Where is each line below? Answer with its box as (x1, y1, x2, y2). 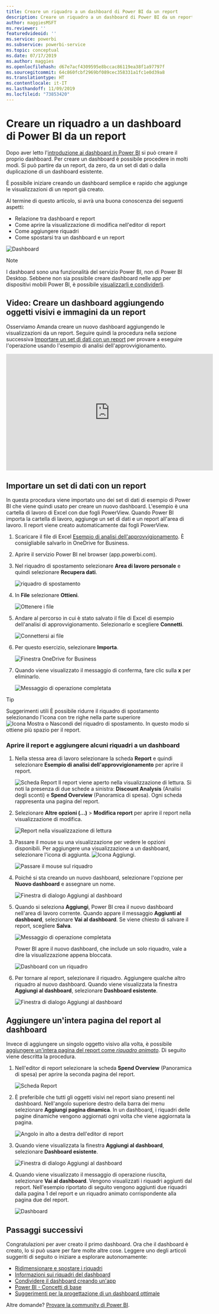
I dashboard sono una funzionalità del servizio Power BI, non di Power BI (6, 268, 183, 275)
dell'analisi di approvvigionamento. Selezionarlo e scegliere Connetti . (14, 621, 184, 628)
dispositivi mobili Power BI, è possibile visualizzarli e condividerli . (6, 281, 165, 288)
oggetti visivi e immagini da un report (6, 307, 146, 318)
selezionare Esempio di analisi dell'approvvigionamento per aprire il (14, 761, 183, 768)
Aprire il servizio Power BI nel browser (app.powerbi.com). (14, 551, 158, 558)
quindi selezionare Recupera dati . (14, 569, 97, 576)
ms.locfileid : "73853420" (6, 91, 70, 97)
